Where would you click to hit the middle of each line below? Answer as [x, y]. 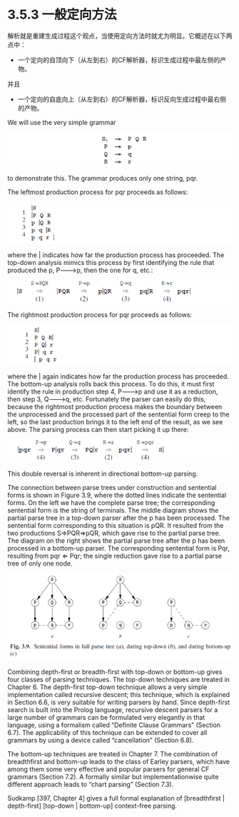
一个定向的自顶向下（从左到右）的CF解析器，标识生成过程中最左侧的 [119, 60]
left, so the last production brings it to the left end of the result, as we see [115, 421]
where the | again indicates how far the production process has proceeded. [118, 376]
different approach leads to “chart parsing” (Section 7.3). [91, 785]
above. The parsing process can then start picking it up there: [98, 429]
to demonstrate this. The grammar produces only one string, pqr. [103, 179]
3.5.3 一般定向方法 [62, 15]
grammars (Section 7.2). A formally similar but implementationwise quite [113, 777]
